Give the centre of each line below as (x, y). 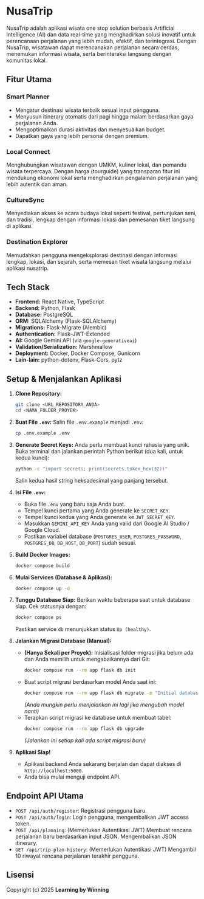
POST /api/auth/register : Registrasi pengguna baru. (81, 810)
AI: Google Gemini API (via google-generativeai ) (76, 340)
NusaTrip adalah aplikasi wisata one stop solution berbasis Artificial (90, 28)
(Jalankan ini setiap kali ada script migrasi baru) (85, 740)
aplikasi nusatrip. (28, 268)
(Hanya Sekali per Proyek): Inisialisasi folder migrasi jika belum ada (109, 653)
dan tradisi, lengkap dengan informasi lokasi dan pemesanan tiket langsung (101, 219)
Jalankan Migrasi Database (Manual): (63, 641)
